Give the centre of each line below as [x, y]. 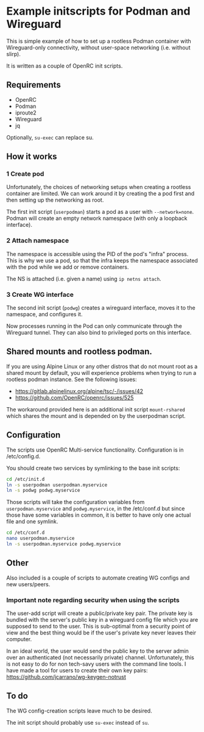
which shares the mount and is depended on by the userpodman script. [96, 416]
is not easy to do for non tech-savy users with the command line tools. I [96, 664]
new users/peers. [28, 584]
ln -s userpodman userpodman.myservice [57, 485]
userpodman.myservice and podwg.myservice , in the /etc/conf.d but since [96, 509]
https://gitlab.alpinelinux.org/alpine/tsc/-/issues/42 [79, 391]
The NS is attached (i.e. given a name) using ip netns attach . [84, 279]
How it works [32, 157]
